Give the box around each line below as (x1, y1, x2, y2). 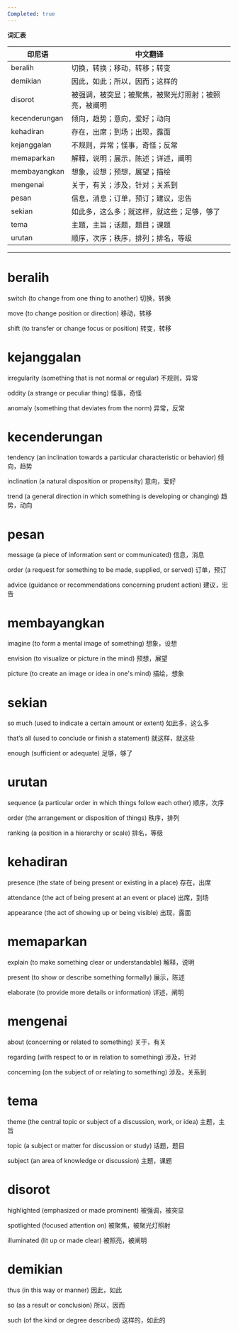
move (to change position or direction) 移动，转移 (7, 309, 152, 318)
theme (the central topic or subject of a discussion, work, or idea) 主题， (7, 1117, 219, 1125)
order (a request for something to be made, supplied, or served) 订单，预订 (7, 566, 227, 574)
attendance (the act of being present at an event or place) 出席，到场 (7, 894, 209, 902)
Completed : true (7, 10, 55, 18)
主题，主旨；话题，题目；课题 (71, 220, 171, 230)
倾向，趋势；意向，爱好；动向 (71, 113, 171, 123)
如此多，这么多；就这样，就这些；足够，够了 (71, 206, 221, 216)
